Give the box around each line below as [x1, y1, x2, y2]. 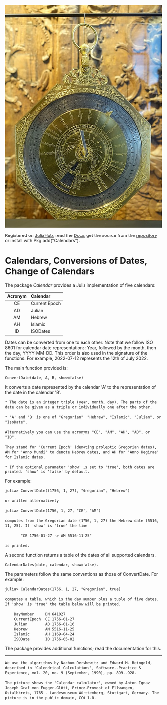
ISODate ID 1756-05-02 [14, 636, 75, 642]
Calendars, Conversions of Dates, [5, 255, 148, 266]
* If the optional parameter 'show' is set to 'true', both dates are [5, 464, 155, 470]
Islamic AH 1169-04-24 [14, 631, 75, 637]
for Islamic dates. [5, 454, 46, 460]
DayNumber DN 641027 [14, 611, 66, 617]
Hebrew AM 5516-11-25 [14, 626, 75, 632]
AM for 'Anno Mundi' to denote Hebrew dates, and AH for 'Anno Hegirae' [5, 449, 159, 455]
